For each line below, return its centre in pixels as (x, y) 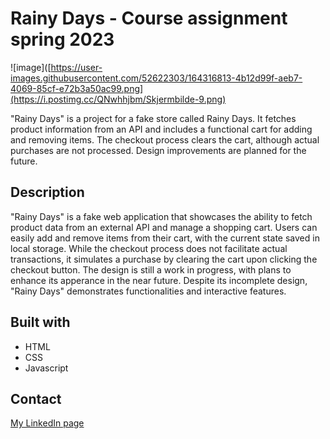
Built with (40, 322)
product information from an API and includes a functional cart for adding (161, 129)
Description (47, 192)
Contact (36, 398)
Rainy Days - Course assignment (149, 18)
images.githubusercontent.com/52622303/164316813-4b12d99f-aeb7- (156, 78)
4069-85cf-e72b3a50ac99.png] (77, 88)
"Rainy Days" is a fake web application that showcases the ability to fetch (161, 216)
